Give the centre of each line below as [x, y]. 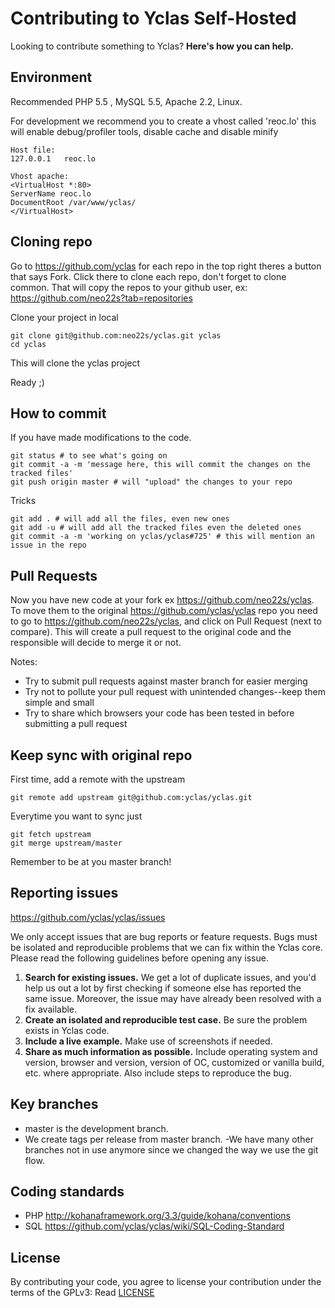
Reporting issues [64, 893]
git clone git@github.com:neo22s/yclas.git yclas [116, 335]
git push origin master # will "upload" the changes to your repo [151, 482]
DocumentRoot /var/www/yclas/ [73, 202]
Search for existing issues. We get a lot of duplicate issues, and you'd [170, 977]
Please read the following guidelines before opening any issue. [139, 958]
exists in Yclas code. [67, 1030]
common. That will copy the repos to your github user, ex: [129, 287]
